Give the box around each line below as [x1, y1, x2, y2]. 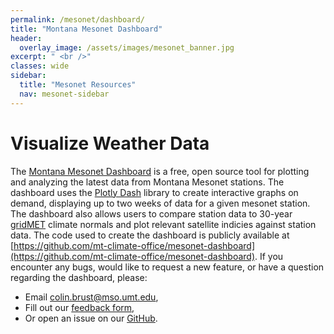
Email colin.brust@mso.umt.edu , [24, 291, 159, 303]
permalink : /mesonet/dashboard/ [10, 14, 145, 25]
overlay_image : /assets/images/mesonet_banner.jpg [19, 42, 235, 53]
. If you [254, 250, 284, 262]
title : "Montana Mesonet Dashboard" [10, 24, 163, 34]
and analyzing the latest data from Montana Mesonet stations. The [10, 176, 285, 188]
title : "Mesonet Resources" [19, 80, 137, 90]
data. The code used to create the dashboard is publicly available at [10, 229, 290, 241]
